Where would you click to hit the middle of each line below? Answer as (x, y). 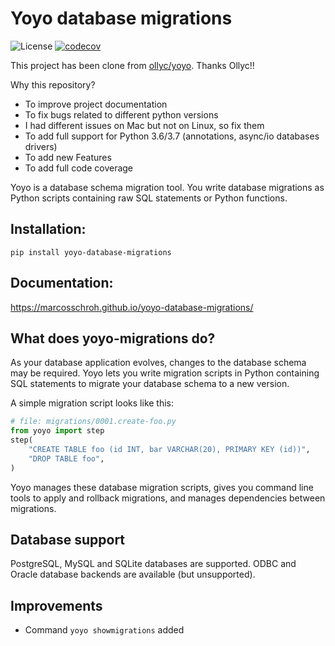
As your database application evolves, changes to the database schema (158, 363)
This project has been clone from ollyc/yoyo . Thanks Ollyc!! (132, 65)
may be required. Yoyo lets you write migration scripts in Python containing (165, 373)
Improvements (56, 605)
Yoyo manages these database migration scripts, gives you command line (162, 487)
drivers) (41, 146)
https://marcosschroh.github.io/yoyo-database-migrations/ (132, 307)
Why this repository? (53, 84)
